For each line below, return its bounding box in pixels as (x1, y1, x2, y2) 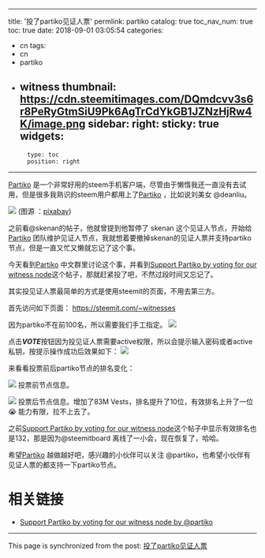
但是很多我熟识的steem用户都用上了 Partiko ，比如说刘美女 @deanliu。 (21, 189, 251, 199)
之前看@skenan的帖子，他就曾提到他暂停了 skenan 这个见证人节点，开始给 (8, 223, 252, 233)
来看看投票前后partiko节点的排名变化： (8, 363, 135, 373)
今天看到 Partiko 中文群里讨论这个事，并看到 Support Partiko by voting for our (8, 260, 257, 269)
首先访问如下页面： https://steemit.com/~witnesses (8, 303, 176, 313)
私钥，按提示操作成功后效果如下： (8, 346, 119, 356)
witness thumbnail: (19, 81, 117, 94)
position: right (27, 157, 80, 166)
